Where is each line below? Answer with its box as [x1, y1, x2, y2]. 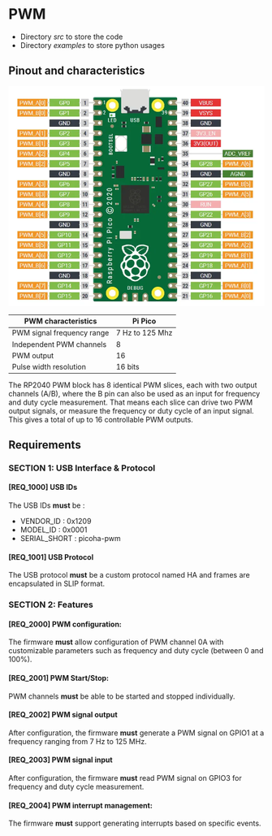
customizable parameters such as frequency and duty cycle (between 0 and [8, 646, 264, 656]
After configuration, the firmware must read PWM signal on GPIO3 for [8, 773, 242, 782]
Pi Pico [132, 316, 157, 326]
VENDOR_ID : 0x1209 [19, 517, 92, 526]
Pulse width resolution [11, 362, 87, 372]
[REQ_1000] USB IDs [8, 483, 78, 492]
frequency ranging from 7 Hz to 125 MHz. [8, 736, 148, 746]
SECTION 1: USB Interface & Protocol [8, 462, 156, 474]
